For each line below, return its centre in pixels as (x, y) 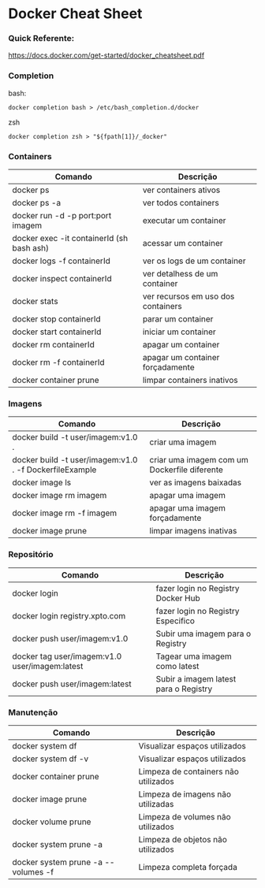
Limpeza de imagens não (185, 794)
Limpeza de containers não (188, 771)
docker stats (35, 302)
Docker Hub (178, 598)
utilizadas (156, 804)
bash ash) (31, 248)
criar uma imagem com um (199, 460)
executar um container (184, 221)
